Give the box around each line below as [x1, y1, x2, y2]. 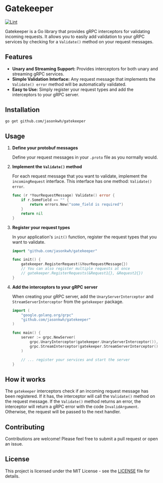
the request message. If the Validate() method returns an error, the [5, 398, 141, 404]
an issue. [5, 441, 23, 447]
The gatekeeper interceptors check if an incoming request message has [5, 388, 148, 394]
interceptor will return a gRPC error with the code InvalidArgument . [5, 404, 139, 410]
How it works [5, 375, 46, 383]
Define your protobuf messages [12, 145, 78, 151]
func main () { [12, 330, 41, 336]
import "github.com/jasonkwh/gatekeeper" [12, 249, 98, 253]
